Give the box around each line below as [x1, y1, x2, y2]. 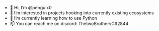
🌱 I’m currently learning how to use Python [9, 15, 97, 21]
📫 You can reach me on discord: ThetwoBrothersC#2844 [9, 21, 129, 27]
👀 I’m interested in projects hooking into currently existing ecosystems [9, 10, 154, 16]
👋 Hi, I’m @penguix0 [9, 5, 52, 10]
